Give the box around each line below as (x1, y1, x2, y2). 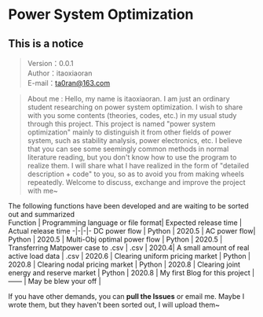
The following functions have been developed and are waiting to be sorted (8, 201, 249, 210)
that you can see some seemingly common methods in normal (27, 144, 229, 153)
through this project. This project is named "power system (27, 120, 216, 128)
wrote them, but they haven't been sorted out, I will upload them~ (8, 300, 220, 309)
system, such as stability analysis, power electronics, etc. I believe (27, 136, 243, 145)
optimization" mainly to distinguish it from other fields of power (27, 127, 232, 137)
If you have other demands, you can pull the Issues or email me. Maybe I (8, 292, 245, 300)
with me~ (27, 186, 59, 195)
